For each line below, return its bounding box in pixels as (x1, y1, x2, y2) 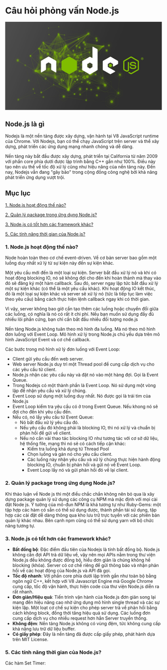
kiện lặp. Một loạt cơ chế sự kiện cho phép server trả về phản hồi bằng (12, 604, 158, 610)
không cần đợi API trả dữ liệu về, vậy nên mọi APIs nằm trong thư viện (12, 551, 156, 557)
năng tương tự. (5, 523, 36, 529)
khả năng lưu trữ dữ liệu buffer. (12, 626, 76, 632)
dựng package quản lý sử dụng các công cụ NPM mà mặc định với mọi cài (5, 496, 158, 502)
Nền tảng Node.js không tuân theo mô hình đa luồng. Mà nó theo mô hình (5, 326, 156, 332)
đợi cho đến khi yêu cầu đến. (12, 409, 72, 415)
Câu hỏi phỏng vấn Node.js (5, 5, 119, 16)
